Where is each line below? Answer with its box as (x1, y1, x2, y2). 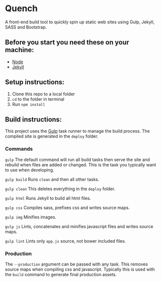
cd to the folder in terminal (12, 96, 64, 102)
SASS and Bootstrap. (5, 24, 47, 30)
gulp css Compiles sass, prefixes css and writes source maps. (5, 205, 130, 211)
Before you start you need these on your (5, 38, 129, 47)
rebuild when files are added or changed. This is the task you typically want (5, 161, 156, 168)
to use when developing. (5, 167, 54, 173)
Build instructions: (5, 115, 62, 123)
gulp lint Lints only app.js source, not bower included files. (5, 238, 126, 244)
